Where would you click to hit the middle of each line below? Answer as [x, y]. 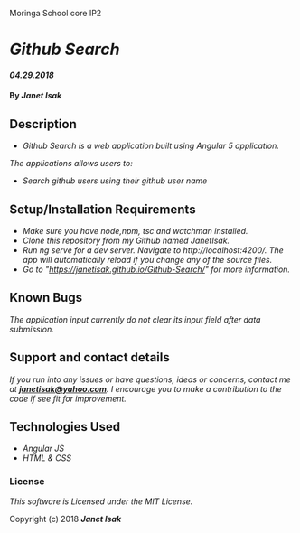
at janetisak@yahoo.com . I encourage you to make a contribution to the [145, 388]
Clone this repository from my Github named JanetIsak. [126, 240]
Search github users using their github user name [115, 181]
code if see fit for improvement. [68, 398]
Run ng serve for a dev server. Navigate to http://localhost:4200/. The [153, 250]
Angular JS [43, 449]
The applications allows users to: [71, 164]
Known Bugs [46, 298]
